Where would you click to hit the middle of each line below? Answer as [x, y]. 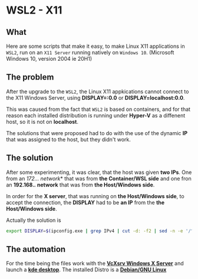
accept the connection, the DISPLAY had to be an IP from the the [85, 202]
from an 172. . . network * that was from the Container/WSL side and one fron [99, 178]
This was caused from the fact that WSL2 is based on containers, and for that [98, 109]
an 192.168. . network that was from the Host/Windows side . [80, 185]
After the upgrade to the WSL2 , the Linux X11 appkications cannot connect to [98, 91]
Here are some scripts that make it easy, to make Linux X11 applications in [95, 46]
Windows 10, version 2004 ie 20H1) [49, 59]
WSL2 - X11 [34, 10]
